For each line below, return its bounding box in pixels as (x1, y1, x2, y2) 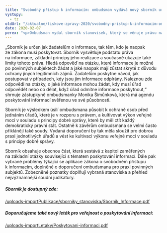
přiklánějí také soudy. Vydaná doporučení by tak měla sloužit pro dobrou (5, 128, 154, 133)
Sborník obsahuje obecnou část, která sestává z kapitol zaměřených (5, 148, 145, 154)
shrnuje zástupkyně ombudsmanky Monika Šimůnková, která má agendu (5, 92, 154, 98)
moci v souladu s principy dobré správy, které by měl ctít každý (5, 117, 135, 123)
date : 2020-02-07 (5, 26, 41, 31)
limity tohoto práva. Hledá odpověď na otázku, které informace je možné (5, 60, 154, 66)
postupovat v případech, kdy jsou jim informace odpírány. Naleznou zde (5, 76, 153, 82)
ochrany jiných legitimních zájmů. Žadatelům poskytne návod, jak (5, 71, 139, 76)
